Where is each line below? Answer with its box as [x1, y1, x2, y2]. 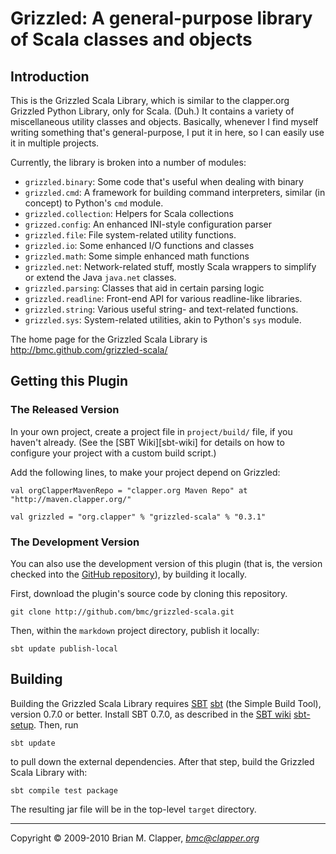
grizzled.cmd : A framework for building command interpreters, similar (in [24, 187, 326, 198]
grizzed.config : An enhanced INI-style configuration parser [24, 218, 273, 230]
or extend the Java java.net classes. [24, 272, 177, 283]
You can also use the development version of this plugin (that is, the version [10, 557, 323, 569]
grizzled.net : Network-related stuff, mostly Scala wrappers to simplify [24, 261, 317, 272]
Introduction [10, 68, 90, 85]
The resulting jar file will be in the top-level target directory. [10, 803, 257, 815]
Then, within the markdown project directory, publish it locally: [10, 624, 260, 636]
